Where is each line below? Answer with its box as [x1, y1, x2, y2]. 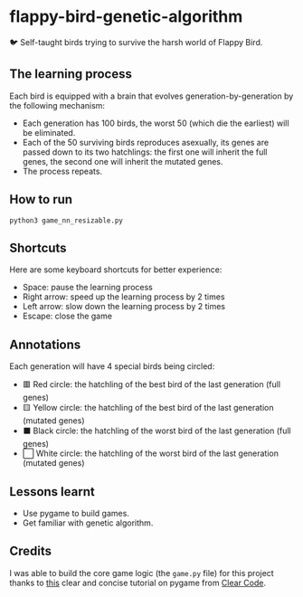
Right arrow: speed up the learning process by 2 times [22, 291, 225, 302]
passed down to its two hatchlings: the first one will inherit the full [22, 147, 268, 157]
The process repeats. [22, 166, 102, 176]
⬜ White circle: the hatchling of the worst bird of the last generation [22, 448, 279, 459]
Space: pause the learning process [22, 282, 154, 293]
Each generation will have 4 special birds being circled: [9, 361, 215, 372]
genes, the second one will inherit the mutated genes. [22, 156, 223, 166]
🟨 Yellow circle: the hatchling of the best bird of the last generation [22, 403, 274, 413]
